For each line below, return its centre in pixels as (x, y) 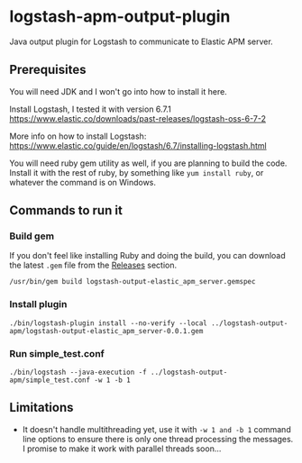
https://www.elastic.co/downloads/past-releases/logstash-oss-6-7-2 (138, 118)
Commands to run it (66, 210)
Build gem (32, 236)
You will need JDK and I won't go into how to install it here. (118, 91)
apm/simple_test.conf (50, 380)
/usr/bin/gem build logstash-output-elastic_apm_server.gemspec (133, 282)
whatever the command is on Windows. (82, 182)
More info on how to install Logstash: (78, 136)
